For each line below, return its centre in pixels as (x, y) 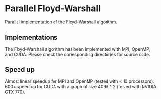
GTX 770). (15, 92)
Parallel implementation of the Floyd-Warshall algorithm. (61, 22)
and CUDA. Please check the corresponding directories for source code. (78, 54)
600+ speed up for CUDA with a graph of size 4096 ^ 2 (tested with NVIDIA (81, 86)
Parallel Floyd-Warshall (53, 9)
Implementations (31, 37)
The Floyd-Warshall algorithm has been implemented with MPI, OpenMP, (78, 49)
